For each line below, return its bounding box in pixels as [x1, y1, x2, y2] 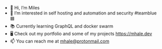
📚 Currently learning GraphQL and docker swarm [10, 23, 114, 29]
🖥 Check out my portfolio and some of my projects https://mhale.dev [10, 30, 152, 36]
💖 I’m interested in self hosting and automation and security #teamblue [10, 10, 157, 16]
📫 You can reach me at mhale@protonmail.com [10, 38, 110, 44]
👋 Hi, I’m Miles [10, 5, 40, 10]
